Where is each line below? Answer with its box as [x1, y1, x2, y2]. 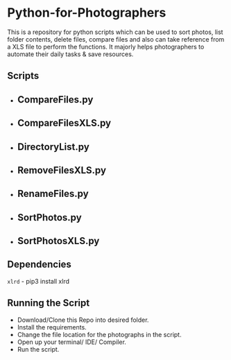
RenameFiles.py [17, 188, 89, 200]
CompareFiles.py [17, 94, 94, 105]
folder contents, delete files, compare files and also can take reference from [7, 35, 225, 43]
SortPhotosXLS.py [17, 235, 100, 247]
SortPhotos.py [17, 212, 82, 223]
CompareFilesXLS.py [17, 117, 112, 129]
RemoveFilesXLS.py [17, 164, 106, 176]
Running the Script [7, 297, 90, 309]
